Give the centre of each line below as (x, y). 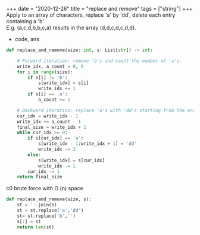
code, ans (27, 39)
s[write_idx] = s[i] (63, 83)
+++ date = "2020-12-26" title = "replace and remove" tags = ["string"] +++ (99, 9)
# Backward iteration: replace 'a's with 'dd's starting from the (101, 110)
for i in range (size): (45, 72)
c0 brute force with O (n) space (45, 188)
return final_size (40, 177)
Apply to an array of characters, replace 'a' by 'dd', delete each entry (91, 15)
